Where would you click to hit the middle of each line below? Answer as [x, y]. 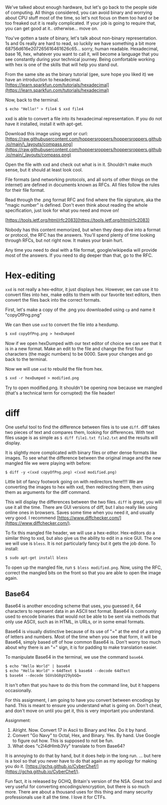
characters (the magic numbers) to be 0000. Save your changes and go [79, 354]
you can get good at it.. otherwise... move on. [52, 28]
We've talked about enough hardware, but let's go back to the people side [81, 7]
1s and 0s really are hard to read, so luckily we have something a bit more [81, 43]
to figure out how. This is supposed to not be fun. [63, 741]
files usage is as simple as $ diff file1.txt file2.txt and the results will [82, 437]
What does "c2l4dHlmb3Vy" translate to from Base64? [69, 746]
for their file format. [25, 190]
